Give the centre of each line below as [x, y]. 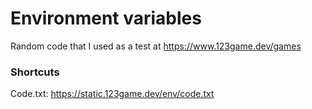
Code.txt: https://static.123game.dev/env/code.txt [112, 94]
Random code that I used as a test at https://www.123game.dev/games [156, 46]
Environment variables [106, 18]
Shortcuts [35, 72]
